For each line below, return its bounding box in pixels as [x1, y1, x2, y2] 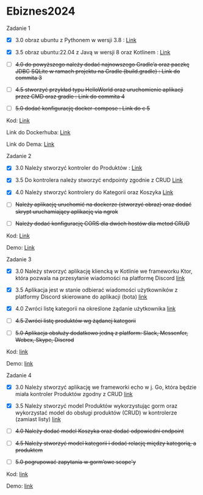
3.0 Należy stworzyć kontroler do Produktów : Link [15, 164, 142, 172]
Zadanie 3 [6, 255, 32, 263]
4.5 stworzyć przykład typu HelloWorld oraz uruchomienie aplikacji [15, 86, 183, 93]
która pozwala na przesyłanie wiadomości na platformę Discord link [15, 274, 185, 281]
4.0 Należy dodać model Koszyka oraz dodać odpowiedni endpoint [15, 427, 184, 435]
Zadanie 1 [6, 24, 30, 32]
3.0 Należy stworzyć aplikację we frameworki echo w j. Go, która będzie [15, 383, 197, 391]
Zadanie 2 [6, 153, 32, 160]
